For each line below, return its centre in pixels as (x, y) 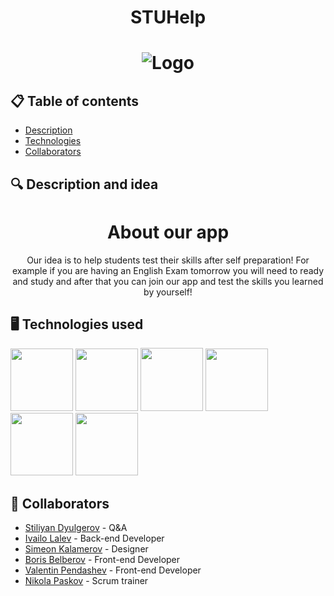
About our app (168, 232)
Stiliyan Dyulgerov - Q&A (76, 528)
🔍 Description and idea (84, 184)
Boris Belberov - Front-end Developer (102, 560)
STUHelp (168, 17)
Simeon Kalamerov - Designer (86, 549)
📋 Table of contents (75, 101)
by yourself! (168, 292)
